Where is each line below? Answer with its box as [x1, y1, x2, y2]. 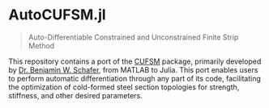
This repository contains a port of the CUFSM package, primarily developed [8, 56, 262, 66]
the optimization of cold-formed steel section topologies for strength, [8, 82, 240, 92]
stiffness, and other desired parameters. [8, 90, 143, 100]
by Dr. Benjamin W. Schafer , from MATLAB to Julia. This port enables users [8, 64, 258, 74]
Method [28, 40, 55, 50]
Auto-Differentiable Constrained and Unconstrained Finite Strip [28, 32, 239, 42]
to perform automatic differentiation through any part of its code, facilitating [8, 73, 262, 83]
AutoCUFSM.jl [8, 6, 107, 24]
